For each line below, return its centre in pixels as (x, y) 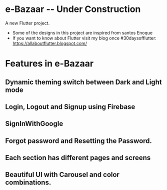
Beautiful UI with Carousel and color (62, 175)
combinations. (28, 183)
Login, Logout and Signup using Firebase (70, 107)
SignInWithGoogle (34, 124)
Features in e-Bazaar (49, 64)
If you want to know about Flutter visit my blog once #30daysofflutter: (84, 38)
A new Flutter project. (27, 23)
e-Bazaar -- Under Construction (73, 9)
